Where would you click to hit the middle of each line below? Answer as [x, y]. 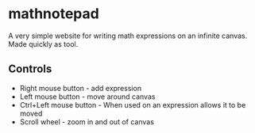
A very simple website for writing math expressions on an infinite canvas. [128, 36]
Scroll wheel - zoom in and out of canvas [87, 122]
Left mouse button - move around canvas [87, 97]
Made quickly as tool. [43, 44]
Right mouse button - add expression [80, 88]
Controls [30, 69]
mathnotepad [54, 14]
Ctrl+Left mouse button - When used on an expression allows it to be [133, 104]
